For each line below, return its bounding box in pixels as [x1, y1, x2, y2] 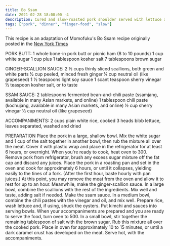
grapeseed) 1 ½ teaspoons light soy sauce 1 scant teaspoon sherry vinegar [5, 76, 161, 83]
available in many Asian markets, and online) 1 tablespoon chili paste [5, 97, 148, 103]
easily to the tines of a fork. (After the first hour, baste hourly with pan [5, 171, 151, 177]
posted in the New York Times [5, 41, 68, 47]
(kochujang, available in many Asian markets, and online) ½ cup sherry [5, 102, 153, 109]
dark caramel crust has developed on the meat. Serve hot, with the [5, 230, 145, 236]
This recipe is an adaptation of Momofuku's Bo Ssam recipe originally [5, 35, 150, 42]
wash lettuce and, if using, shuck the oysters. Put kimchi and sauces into [5, 203, 157, 209]
